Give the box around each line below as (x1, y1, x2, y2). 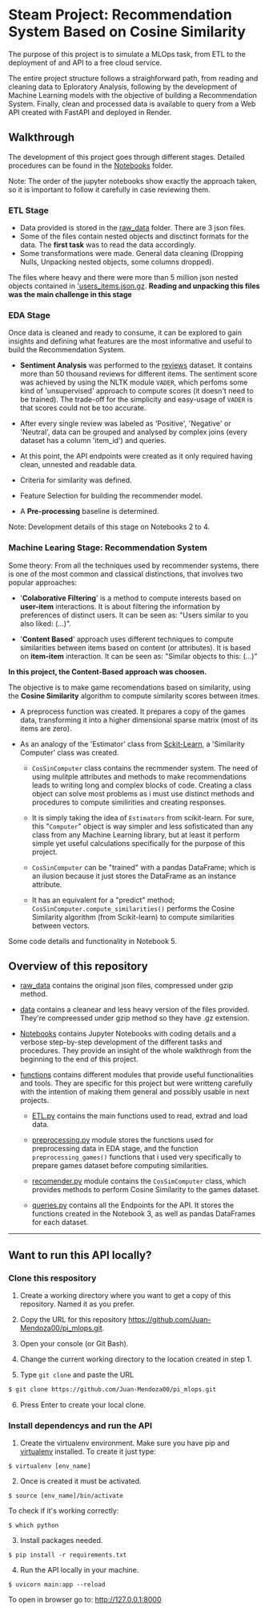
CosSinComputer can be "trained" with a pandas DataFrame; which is (31, 862, 256, 872)
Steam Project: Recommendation (8, 6, 232, 24)
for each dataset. (31, 1218, 89, 1227)
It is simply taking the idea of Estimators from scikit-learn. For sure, (31, 812, 255, 822)
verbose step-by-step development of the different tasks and (19, 1037, 223, 1047)
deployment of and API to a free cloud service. (8, 58, 163, 67)
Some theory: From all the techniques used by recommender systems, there (8, 560, 259, 570)
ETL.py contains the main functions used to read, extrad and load (31, 1111, 248, 1121)
